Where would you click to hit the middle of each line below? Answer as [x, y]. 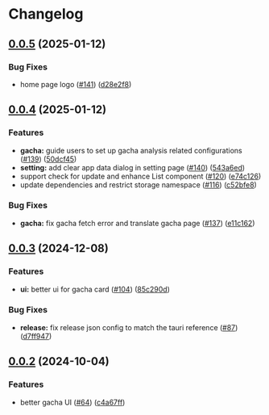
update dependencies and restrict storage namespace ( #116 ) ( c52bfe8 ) [139, 184]
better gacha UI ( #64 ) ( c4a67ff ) [72, 402]
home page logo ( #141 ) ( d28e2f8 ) [76, 84]
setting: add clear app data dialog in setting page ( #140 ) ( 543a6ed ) [132, 167]
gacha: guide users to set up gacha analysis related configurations [131, 150]
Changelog [46, 14]
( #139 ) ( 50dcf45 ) [48, 159]
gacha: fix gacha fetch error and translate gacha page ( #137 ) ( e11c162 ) [137, 223]
